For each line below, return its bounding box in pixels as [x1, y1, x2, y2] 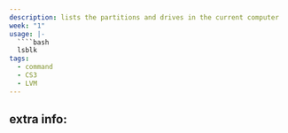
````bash [17, 37, 50, 47]
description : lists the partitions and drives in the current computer [9, 12, 279, 22]
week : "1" [9, 21, 46, 30]
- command [17, 63, 53, 72]
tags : [9, 54, 29, 63]
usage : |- [9, 29, 46, 38]
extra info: [9, 112, 68, 127]
